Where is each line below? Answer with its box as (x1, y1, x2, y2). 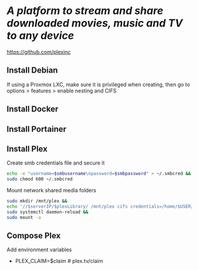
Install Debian (6, 66, 58, 76)
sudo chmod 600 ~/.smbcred (6, 176, 73, 182)
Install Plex (6, 143, 48, 153)
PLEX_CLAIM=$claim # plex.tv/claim (15, 258, 103, 265)
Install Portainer (6, 124, 67, 134)
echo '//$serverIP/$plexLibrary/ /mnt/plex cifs (6, 203, 128, 209)
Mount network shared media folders (6, 187, 96, 194)
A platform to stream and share (6, 4, 163, 18)
